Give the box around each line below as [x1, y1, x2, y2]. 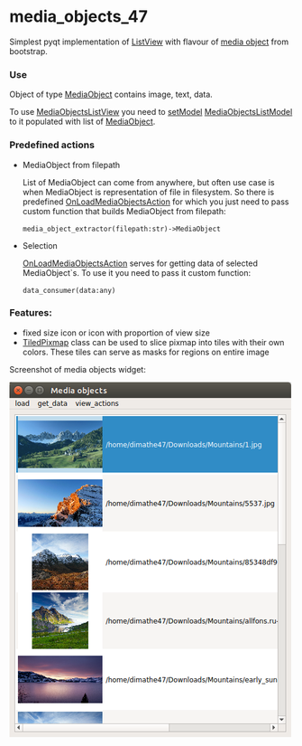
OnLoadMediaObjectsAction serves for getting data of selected [22, 258, 259, 269]
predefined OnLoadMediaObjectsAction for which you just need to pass [22, 196, 289, 207]
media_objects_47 [9, 6, 149, 27]
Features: [9, 307, 52, 319]
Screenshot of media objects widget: [9, 364, 146, 374]
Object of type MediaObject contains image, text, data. [9, 89, 214, 100]
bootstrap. [9, 45, 48, 56]
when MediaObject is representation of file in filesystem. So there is [22, 186, 275, 197]
